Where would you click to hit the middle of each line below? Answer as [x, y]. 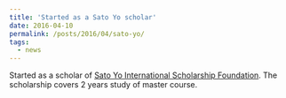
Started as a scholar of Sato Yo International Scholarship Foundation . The [143, 75]
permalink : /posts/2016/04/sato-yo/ [77, 34]
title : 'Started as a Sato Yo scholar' [83, 17]
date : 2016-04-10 [41, 26]
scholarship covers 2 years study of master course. [103, 85]
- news [29, 50]
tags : [19, 42]
